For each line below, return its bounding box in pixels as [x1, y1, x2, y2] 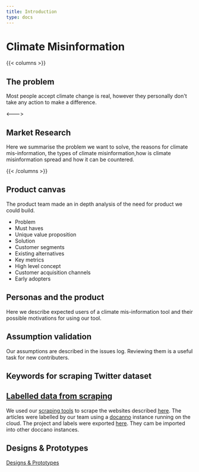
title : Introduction [6, 8, 58, 15]
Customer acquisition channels [14, 269, 91, 276]
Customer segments [14, 243, 65, 250]
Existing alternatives [14, 250, 65, 257]
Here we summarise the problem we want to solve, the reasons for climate [6, 143, 188, 150]
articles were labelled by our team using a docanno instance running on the [6, 413, 191, 420]
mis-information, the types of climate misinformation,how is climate [6, 150, 171, 157]
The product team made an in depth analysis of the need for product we [6, 200, 183, 207]
